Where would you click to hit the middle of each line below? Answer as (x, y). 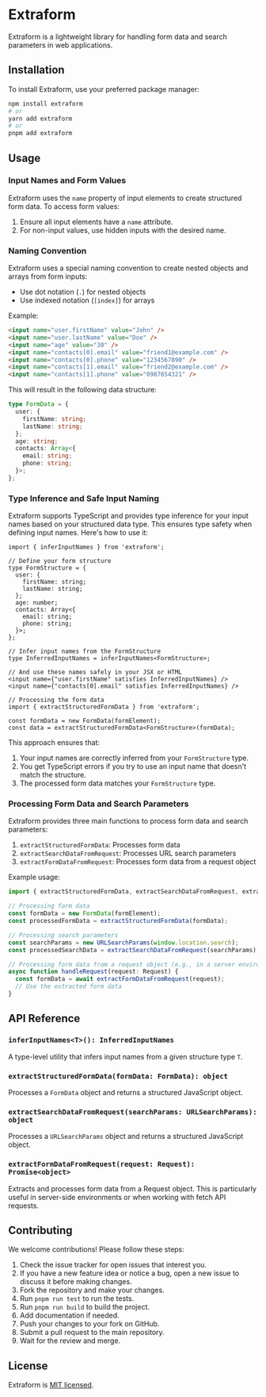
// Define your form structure (60, 562)
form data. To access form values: (64, 206)
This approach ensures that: (54, 743)
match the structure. (53, 775)
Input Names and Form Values (67, 180)
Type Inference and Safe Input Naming (84, 498)
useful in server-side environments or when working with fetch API (117, 1197)
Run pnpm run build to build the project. (85, 1307)
